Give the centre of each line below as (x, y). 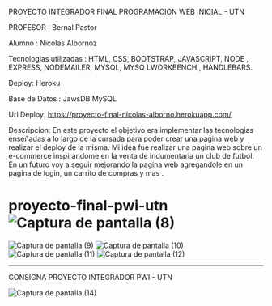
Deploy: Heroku (34, 83)
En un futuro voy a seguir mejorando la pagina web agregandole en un (126, 164)
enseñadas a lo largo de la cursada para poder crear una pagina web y (126, 138)
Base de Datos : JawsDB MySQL (63, 99)
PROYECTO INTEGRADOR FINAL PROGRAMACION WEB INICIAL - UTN (127, 12)
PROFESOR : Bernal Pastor (53, 27)
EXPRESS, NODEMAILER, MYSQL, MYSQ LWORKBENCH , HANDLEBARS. (131, 67)
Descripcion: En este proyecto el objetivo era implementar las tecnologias (131, 130)
